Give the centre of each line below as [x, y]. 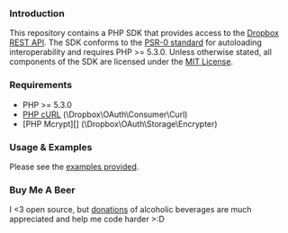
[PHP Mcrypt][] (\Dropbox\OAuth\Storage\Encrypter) [120, 123]
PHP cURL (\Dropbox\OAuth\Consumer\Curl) [105, 114]
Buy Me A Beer [42, 190]
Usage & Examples [51, 147]
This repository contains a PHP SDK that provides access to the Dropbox [144, 33]
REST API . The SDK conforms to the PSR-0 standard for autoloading [136, 42]
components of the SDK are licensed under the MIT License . [121, 62]
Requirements [41, 85]
